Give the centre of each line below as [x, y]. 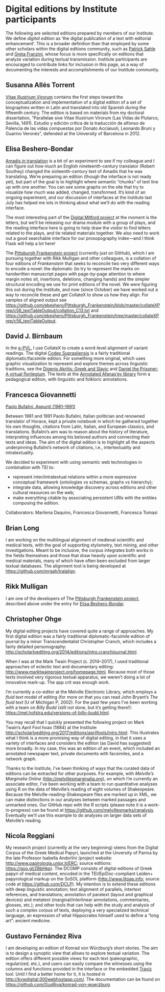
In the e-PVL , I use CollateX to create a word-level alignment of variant [77, 348]
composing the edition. [36, 503]
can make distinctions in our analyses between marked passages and [76, 799]
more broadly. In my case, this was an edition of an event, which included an [83, 748]
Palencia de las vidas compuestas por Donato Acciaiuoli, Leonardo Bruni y [81, 128]
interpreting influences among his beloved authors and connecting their [78, 437]
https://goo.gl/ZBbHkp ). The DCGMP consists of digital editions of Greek [79, 869]
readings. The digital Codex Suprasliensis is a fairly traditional [68, 353]
